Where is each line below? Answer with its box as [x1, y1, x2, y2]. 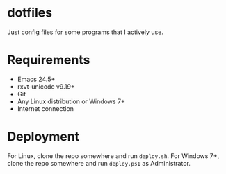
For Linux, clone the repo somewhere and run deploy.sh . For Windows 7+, [7, 151, 220, 160]
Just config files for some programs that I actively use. [7, 28, 163, 36]
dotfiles [7, 5, 53, 21]
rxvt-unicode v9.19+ [17, 82, 75, 91]
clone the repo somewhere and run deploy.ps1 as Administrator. [7, 159, 191, 167]
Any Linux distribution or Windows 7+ [17, 97, 125, 105]
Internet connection [17, 104, 74, 112]
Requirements [7, 52, 90, 68]
